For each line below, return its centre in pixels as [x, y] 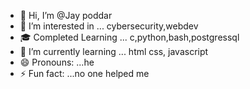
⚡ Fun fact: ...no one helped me [84, 73]
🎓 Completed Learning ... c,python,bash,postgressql [129, 37]
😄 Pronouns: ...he [57, 62]
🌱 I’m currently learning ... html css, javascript [114, 51]
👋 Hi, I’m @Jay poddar [66, 15]
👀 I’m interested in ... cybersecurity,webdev [109, 26]
